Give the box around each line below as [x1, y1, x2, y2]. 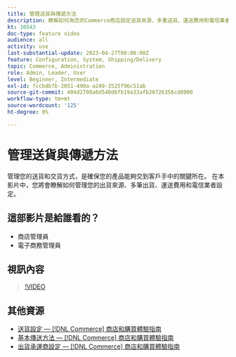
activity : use [7, 43, 49, 50]
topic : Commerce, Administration [7, 63, 105, 70]
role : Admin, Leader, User [7, 69, 86, 76]
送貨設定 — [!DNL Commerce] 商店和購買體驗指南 [17, 325, 162, 333]
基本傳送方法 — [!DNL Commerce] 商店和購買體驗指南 [17, 334, 174, 342]
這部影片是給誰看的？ [7, 212, 100, 224]
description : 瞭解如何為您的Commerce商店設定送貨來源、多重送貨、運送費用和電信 [7, 17, 220, 24]
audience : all [7, 37, 49, 44]
